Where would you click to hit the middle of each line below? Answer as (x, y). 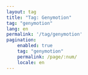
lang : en (17, 29)
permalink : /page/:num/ (47, 57)
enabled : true (35, 46)
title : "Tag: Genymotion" (39, 18)
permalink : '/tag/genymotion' (45, 34)
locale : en (31, 62)
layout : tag (21, 12)
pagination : (21, 40)
